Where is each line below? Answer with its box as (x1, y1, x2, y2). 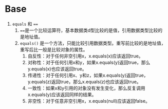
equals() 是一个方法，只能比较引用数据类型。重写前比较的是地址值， (20, 40, 166, 46)
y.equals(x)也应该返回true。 (27, 65, 87, 72)
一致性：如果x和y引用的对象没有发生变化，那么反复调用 (27, 85, 145, 91)
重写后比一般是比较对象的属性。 (20, 46, 88, 52)
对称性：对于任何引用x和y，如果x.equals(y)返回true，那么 (27, 59, 151, 65)
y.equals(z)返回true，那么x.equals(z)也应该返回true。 (27, 78, 142, 85)
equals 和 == (12, 21, 38, 27)
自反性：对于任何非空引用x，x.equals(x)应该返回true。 (27, 52, 143, 59)
